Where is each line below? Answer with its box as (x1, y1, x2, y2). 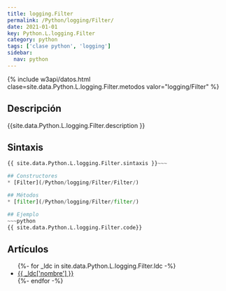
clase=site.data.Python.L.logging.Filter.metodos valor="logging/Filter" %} (7, 82, 220, 91)
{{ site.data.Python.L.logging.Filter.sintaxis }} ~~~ (7, 160, 168, 167)
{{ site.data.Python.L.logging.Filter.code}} (7, 224, 142, 231)
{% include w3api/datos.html (7, 75, 91, 83)
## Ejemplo (7, 211, 39, 218)
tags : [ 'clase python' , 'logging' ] (7, 43, 111, 50)
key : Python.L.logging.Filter (7, 29, 96, 37)
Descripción (7, 103, 62, 115)
